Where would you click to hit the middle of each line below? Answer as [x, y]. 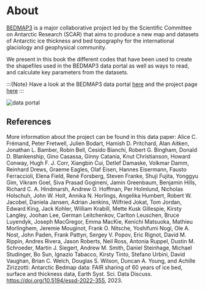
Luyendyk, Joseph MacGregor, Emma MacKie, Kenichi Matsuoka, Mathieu [100, 221]
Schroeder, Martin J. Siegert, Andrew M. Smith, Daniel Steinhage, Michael [99, 248]
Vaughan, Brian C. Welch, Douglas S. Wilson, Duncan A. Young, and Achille [101, 261]
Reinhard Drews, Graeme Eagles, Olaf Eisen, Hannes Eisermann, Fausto [96, 169]
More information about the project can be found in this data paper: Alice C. [102, 136]
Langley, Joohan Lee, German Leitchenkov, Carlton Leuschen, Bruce [93, 215]
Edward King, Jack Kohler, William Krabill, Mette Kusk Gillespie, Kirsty [94, 208]
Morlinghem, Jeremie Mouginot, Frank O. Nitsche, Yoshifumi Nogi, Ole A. [98, 228]
